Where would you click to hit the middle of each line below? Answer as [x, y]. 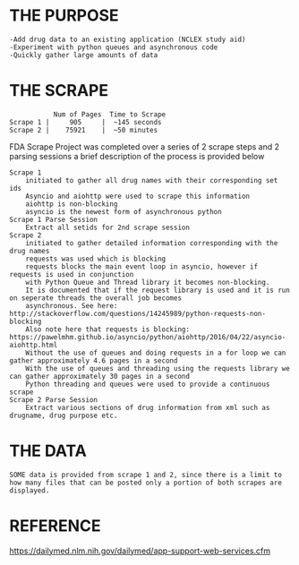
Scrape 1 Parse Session [54, 219]
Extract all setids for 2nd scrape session [108, 227]
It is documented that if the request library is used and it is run [158, 290]
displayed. [30, 490]
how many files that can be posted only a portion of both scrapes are [145, 483]
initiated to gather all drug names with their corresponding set [152, 180]
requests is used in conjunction [72, 274]
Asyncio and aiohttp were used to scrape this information [138, 196]
